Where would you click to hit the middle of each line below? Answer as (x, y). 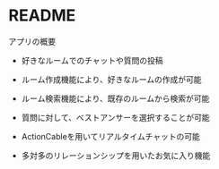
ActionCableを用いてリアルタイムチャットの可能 (111, 136)
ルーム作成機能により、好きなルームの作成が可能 (112, 79)
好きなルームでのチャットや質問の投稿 (92, 60)
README (42, 16)
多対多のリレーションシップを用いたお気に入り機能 (116, 155)
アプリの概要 (32, 41)
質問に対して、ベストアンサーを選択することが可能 (115, 117)
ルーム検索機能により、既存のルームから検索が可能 (115, 98)
